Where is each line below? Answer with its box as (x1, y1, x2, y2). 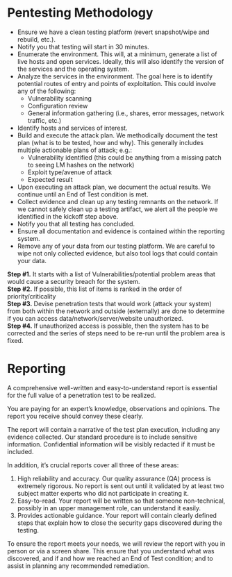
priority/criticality (7, 292, 56, 300)
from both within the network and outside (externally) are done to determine (7, 307, 225, 315)
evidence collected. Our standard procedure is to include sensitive (7, 433, 198, 441)
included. (7, 447, 34, 455)
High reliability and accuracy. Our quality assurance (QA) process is (17, 474, 211, 483)
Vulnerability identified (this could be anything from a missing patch (27, 153, 222, 161)
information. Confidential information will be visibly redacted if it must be (7, 440, 215, 449)
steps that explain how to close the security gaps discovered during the (17, 519, 222, 527)
